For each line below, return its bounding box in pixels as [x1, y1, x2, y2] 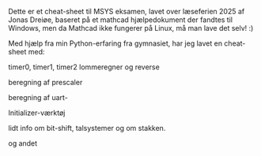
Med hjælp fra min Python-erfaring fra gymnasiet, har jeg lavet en [8, 39, 223, 48]
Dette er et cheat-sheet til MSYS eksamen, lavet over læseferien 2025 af [8, 7, 245, 16]
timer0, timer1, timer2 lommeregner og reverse [8, 62, 160, 72]
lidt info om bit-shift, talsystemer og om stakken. [8, 124, 166, 132]
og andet [8, 139, 38, 148]
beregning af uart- [8, 93, 69, 102]
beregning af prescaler [8, 78, 83, 87]
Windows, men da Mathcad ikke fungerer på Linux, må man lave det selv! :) [8, 24, 254, 32]
